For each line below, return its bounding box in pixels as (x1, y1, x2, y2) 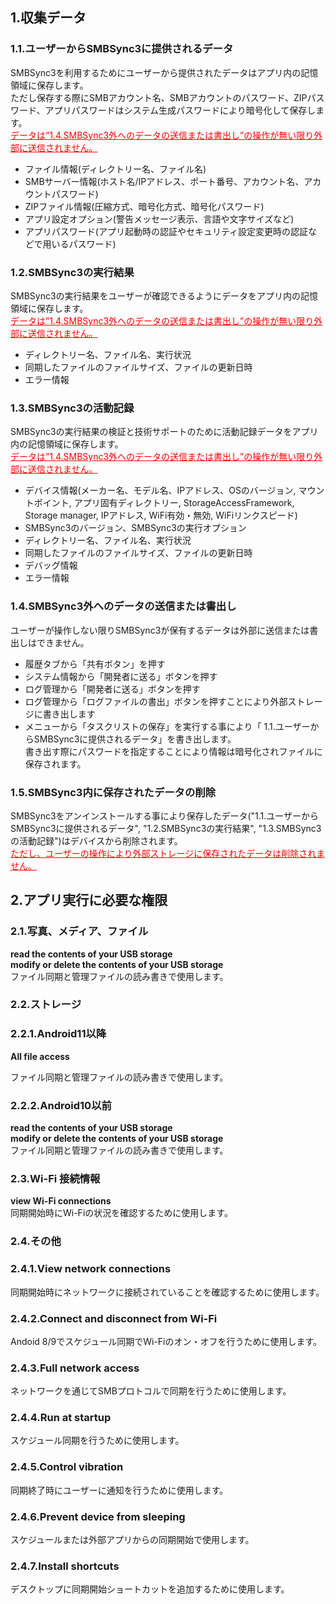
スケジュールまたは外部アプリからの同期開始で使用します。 (10, 1534, 255, 1546)
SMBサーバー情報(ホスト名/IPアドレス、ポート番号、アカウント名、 (24, 175, 305, 187)
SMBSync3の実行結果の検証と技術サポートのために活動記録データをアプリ (10, 426, 319, 438)
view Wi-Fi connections (10, 1195, 112, 1207)
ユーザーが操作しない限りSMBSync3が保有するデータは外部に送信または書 (10, 624, 319, 636)
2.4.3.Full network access (10, 1361, 140, 1375)
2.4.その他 (10, 1234, 62, 1248)
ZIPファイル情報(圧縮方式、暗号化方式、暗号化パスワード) (24, 200, 265, 212)
